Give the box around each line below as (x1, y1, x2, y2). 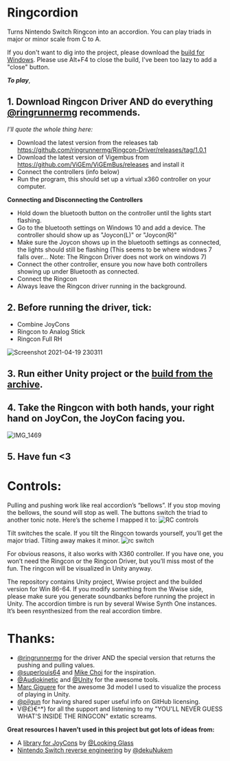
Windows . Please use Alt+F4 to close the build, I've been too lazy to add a (7, 55, 218, 63)
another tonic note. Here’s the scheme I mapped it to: (7, 516, 158, 524)
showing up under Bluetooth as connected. (16, 267, 139, 276)
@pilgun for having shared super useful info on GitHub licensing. (16, 698, 200, 706)
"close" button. (7, 63, 50, 71)
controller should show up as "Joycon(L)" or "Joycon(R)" (16, 230, 177, 239)
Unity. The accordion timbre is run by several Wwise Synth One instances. (7, 599, 217, 608)
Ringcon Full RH (16, 335, 62, 343)
